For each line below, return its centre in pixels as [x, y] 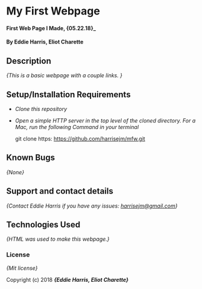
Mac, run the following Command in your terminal [77, 127]
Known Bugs [31, 158]
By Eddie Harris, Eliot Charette [45, 42]
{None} [15, 172]
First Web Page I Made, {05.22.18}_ [51, 28]
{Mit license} [22, 268]
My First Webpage [53, 11]
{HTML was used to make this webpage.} [58, 239]
